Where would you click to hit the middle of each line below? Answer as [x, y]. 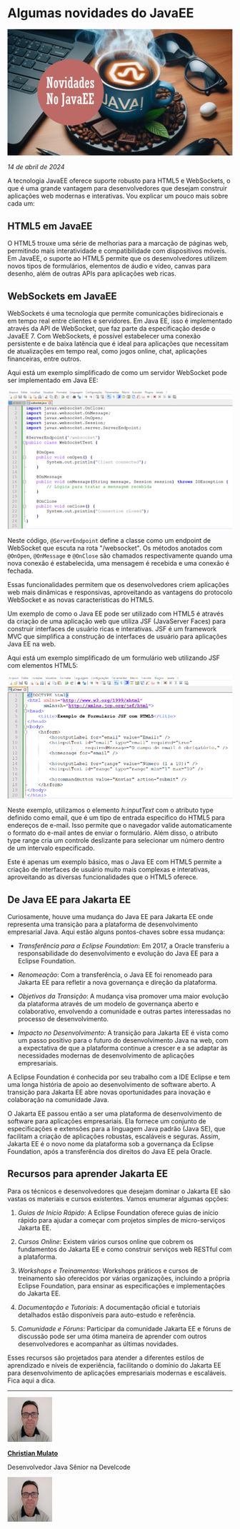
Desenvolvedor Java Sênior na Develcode [69, 1467]
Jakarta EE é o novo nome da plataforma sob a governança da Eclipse [111, 1144]
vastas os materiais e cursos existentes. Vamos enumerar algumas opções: [118, 1198]
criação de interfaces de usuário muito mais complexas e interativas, [109, 870]
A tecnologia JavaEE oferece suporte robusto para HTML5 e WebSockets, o [119, 181]
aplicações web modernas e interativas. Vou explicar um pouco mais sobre [118, 196]
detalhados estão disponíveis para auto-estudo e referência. [107, 1315]
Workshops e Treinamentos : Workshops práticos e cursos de [108, 1270]
